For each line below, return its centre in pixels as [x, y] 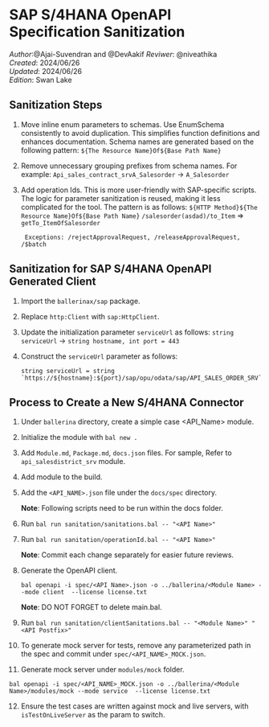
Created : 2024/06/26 [45, 63]
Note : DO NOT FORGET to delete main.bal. [92, 607]
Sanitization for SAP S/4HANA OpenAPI [110, 269]
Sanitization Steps [56, 105]
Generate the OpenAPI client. [69, 571]
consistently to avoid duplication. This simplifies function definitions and [140, 133]
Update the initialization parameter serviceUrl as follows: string [127, 332]
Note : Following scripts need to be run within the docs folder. [122, 508]
